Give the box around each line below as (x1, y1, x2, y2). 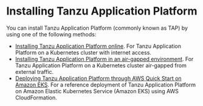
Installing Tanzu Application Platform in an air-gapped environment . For (15, 55, 194, 62)
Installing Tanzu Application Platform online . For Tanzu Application (15, 42, 181, 50)
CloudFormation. (15, 94, 58, 101)
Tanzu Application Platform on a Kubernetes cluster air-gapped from (15, 62, 187, 69)
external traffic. (15, 68, 54, 75)
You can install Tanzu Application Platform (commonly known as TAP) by (6, 24, 188, 31)
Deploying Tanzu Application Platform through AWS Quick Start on (15, 75, 182, 82)
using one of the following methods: (6, 30, 97, 38)
